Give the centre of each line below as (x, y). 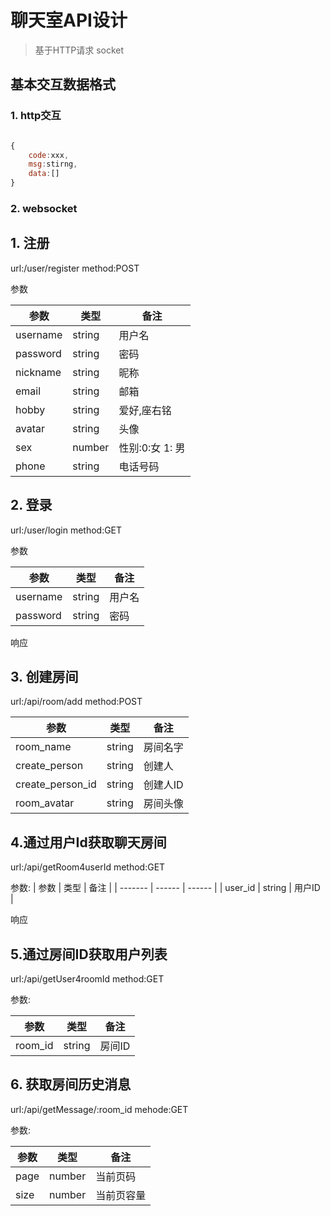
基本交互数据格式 (63, 84)
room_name (43, 747)
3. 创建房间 (44, 676)
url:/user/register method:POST (75, 268)
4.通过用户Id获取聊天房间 (88, 842)
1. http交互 (36, 116)
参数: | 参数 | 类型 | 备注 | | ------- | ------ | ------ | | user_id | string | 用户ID (165, 888)
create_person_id (56, 784)
